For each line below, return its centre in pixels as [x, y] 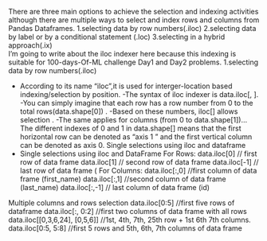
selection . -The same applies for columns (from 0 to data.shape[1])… [133, 120]
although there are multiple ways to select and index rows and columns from [134, 20]
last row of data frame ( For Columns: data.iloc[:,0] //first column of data [138, 171]
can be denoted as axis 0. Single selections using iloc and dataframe [133, 145]
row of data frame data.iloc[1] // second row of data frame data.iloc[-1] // [139, 162]
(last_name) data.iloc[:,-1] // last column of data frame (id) [114, 187]
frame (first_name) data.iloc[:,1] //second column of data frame [123, 179]
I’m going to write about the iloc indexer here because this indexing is [122, 54]
